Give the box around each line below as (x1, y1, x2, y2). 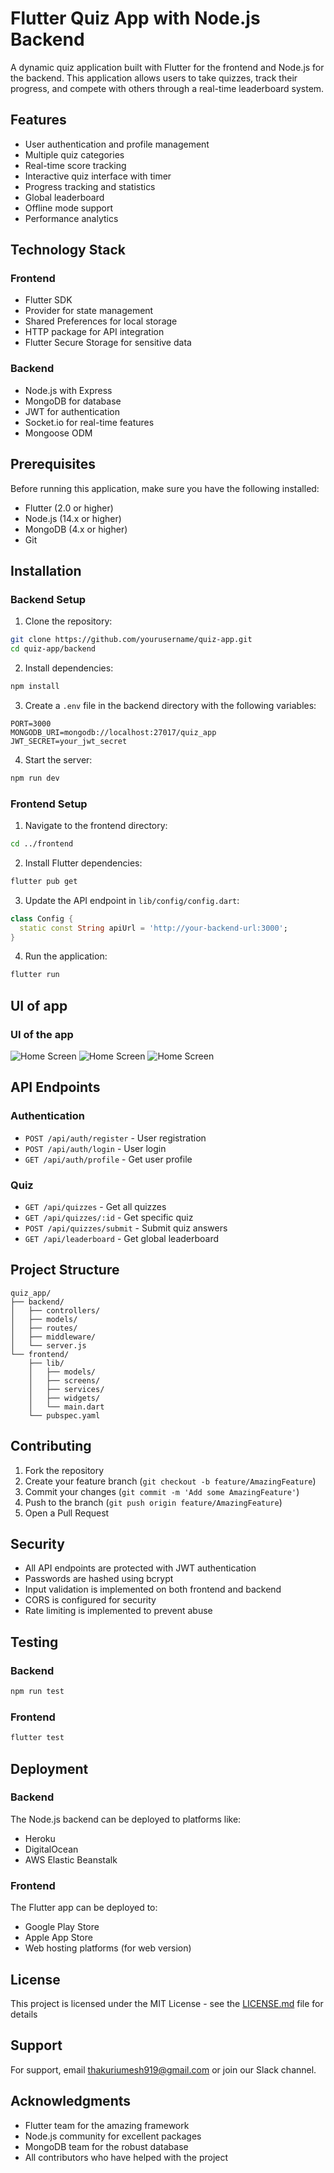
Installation (10, 562, 82, 579)
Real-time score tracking (24, 159, 127, 171)
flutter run (10, 970, 60, 980)
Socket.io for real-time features (24, 416, 155, 428)
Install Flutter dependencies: (24, 857, 143, 869)
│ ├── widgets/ (28, 1393, 101, 1403)
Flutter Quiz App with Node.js (10, 7, 261, 30)
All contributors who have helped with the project (24, 2151, 229, 2163)
